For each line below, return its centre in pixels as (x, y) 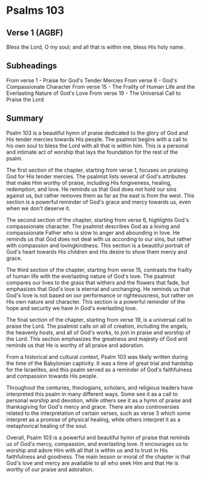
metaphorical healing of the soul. (47, 426)
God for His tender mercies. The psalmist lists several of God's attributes (96, 176)
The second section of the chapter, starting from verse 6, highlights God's (98, 220)
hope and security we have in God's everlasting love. (72, 308)
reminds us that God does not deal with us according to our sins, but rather (99, 239)
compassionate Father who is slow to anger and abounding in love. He (93, 232)
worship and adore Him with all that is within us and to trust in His (87, 450)
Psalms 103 (35, 11)
